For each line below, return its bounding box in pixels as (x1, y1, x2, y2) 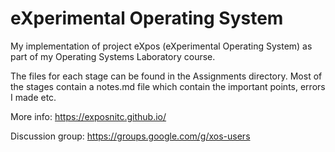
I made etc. (10, 91, 57, 103)
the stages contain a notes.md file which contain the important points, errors (10, 80, 326, 92)
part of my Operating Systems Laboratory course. (10, 50, 216, 62)
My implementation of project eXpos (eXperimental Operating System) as (10, 40, 313, 52)
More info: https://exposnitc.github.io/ (10, 110, 167, 122)
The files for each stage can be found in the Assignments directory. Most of (10, 70, 323, 82)
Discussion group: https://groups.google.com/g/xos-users (10, 130, 251, 142)
